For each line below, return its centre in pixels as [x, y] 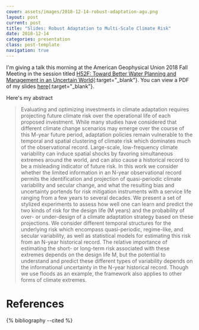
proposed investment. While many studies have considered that [99, 122]
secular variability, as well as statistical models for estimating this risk [106, 235]
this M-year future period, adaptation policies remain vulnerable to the [107, 134]
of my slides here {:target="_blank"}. [50, 86]
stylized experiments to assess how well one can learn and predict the [107, 204]
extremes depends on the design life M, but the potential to [93, 254]
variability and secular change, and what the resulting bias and [97, 185]
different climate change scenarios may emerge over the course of [102, 128]
